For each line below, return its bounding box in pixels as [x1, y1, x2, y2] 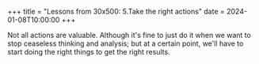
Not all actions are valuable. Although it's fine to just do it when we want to [7, 31, 251, 40]
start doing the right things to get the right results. [7, 47, 171, 56]
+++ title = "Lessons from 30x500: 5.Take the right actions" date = [7, 7, 225, 16]
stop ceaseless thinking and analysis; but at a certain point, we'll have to [7, 39, 244, 48]
